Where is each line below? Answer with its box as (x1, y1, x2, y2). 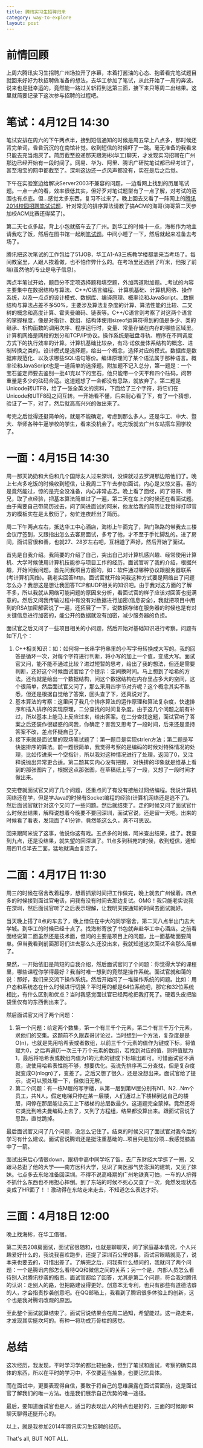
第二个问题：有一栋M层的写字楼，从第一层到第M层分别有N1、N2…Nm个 (14, 1085, 195, 1092)
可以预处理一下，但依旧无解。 (31, 1077, 106, 1084)
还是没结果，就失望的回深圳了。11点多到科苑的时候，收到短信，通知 (27, 837, 196, 844)
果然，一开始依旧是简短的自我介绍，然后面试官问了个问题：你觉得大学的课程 (6, 961, 197, 968)
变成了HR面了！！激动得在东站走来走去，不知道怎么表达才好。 (6, 1186, 162, 1193)
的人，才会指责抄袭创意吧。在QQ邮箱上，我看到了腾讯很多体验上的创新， (6, 1289, 189, 1296)
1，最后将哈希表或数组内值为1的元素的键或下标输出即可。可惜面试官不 (14, 1055, 189, 1062)
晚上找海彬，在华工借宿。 (6, 1231, 70, 1238)
